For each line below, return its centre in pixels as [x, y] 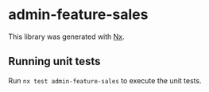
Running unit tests [54, 61]
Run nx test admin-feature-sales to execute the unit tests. [105, 80]
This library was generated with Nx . [66, 36]
